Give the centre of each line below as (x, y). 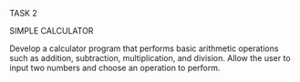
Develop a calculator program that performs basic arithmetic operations (144, 48)
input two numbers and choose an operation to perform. (115, 68)
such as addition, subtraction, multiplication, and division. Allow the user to (150, 58)
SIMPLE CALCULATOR (52, 31)
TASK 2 (24, 13)
